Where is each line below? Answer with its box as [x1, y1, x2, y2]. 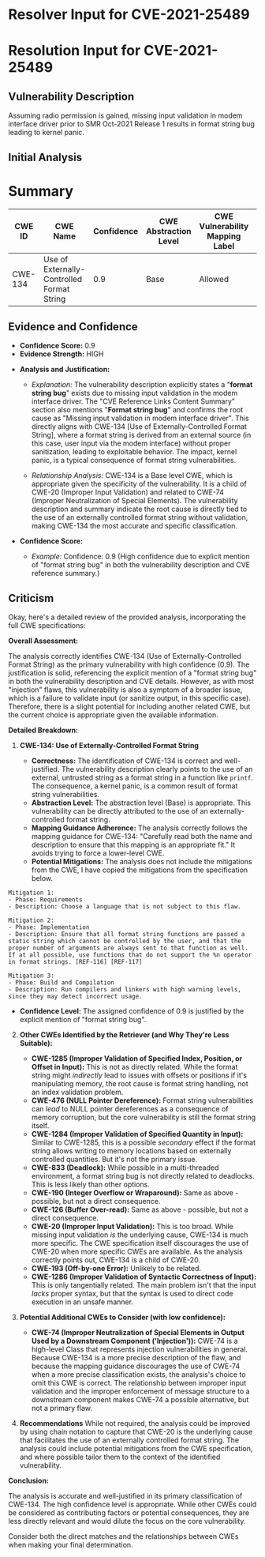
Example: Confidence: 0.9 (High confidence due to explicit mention [31, 551, 250, 562]
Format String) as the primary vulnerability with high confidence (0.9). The [8, 660, 250, 669]
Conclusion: [8, 1476, 50, 1486]
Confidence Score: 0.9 [19, 341, 96, 351]
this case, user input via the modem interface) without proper [31, 438, 231, 448]
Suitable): [19, 1039, 53, 1048]
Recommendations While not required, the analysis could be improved [19, 1419, 251, 1428]
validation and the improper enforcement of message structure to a [31, 1386, 250, 1396]
